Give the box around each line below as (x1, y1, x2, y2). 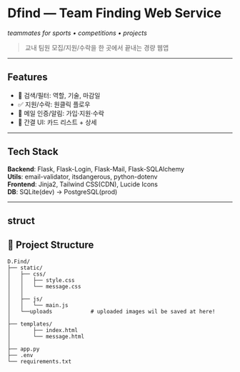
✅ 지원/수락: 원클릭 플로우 (17, 100, 91, 109)
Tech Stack (7, 146, 59, 158)
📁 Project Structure (7, 239, 94, 251)
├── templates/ (7, 320, 53, 328)
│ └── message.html (7, 333, 84, 340)
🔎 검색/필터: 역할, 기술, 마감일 (17, 91, 101, 99)
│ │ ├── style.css (7, 276, 75, 283)
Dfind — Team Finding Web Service (7, 5, 221, 21)
